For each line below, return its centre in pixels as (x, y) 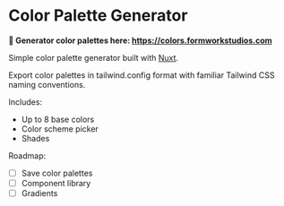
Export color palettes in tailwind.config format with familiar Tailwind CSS (142, 75)
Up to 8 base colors (58, 119)
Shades (35, 138)
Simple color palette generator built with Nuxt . (94, 57)
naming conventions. (47, 84)
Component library (56, 183)
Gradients (39, 193)
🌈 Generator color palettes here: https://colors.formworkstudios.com (140, 40)
